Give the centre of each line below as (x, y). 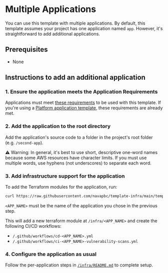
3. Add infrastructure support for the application (65, 176)
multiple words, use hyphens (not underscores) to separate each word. (78, 163)
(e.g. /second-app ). (24, 143)
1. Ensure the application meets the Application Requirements (81, 92)
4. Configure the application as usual (51, 254)
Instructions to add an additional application (75, 78)
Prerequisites (26, 49)
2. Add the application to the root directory (58, 126)
